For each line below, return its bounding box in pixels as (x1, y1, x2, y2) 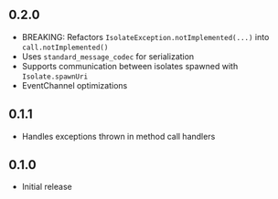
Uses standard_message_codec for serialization (21, 50, 195, 62)
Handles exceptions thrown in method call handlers (21, 131, 216, 141)
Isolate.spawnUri (21, 72, 89, 81)
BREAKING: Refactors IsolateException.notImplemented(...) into (21, 31, 270, 42)
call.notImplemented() (21, 43, 109, 52)
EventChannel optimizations (21, 79, 128, 90)
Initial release (21, 182, 72, 193)
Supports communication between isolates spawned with (21, 60, 239, 71)
